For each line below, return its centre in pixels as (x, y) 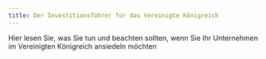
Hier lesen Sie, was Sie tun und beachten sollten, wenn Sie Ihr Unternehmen (133, 38)
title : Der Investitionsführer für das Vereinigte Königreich (113, 15)
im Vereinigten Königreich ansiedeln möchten (82, 46)
